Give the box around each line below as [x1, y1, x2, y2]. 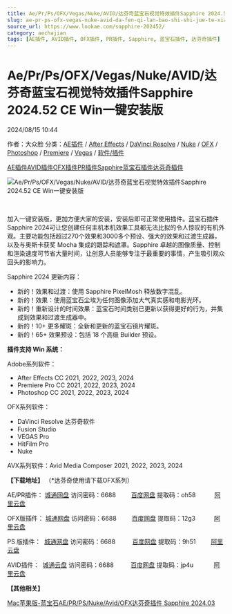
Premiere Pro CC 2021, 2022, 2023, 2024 [17, 381, 136, 389]
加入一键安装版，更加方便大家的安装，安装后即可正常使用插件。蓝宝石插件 [7, 215, 219, 223]
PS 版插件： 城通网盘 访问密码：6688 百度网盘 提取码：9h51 [7, 537, 196, 546]
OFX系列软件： [7, 402, 50, 411]
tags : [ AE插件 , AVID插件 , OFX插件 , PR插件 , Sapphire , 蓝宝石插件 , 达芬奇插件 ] [7, 36, 221, 43]
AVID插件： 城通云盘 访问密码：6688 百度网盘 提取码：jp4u [7, 561, 194, 569]
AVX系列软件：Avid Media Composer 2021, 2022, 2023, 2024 [7, 461, 183, 470]
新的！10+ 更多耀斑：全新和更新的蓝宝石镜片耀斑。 [17, 322, 163, 331]
